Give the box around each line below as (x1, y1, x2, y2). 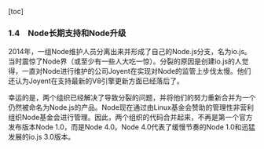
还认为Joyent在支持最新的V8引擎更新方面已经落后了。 (8, 76, 185, 85)
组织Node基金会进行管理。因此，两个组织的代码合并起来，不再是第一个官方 (8, 113, 253, 122)
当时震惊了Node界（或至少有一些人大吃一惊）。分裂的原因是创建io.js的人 (8, 56, 242, 66)
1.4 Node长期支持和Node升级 (8, 27, 126, 38)
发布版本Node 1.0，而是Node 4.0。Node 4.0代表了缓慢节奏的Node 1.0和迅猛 (8, 122, 256, 132)
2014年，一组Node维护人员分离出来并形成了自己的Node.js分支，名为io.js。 (8, 47, 251, 56)
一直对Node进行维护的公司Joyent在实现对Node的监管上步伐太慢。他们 (21, 67, 251, 76)
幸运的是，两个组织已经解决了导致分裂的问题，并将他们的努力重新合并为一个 (8, 93, 256, 103)
